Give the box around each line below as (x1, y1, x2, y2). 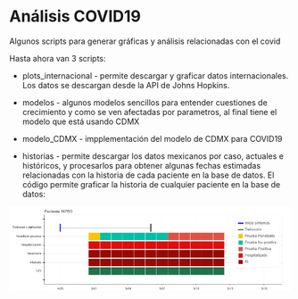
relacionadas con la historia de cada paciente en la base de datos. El (21, 170, 275, 180)
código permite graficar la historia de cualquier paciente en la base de (21, 179, 281, 189)
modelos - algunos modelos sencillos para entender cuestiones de (21, 96, 268, 108)
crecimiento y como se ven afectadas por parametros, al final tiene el (21, 106, 277, 117)
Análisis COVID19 (9, 6, 141, 27)
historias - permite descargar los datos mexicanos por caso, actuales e (21, 150, 284, 162)
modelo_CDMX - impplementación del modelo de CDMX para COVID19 (21, 133, 283, 144)
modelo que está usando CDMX (21, 116, 140, 127)
